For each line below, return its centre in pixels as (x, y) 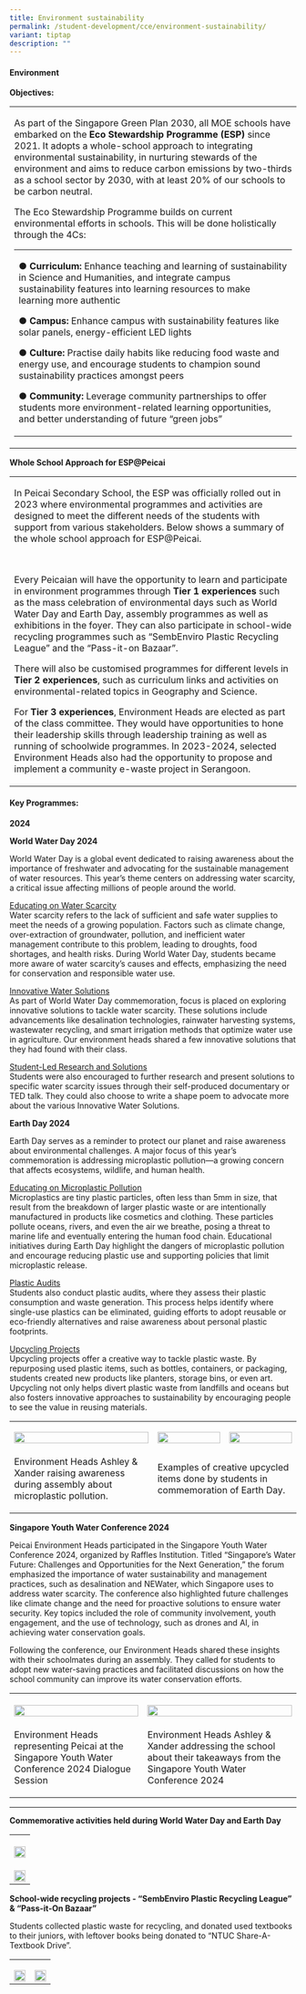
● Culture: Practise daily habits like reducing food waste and (149, 353)
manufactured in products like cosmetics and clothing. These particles (142, 1216)
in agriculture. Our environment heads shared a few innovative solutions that (153, 1039)
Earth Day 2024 (40, 1123)
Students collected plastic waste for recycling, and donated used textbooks (151, 1926)
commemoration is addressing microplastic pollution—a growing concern (147, 1160)
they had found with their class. (68, 1049)
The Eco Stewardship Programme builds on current (123, 213)
